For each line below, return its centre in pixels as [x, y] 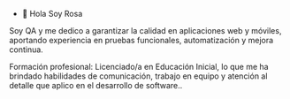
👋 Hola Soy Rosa [52, 14]
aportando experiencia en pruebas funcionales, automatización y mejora [141, 40]
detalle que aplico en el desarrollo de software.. [96, 85]
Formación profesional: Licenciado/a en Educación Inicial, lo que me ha [139, 67]
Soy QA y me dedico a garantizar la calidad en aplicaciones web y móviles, [145, 30]
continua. [27, 49]
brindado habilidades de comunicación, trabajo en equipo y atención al [138, 76]
